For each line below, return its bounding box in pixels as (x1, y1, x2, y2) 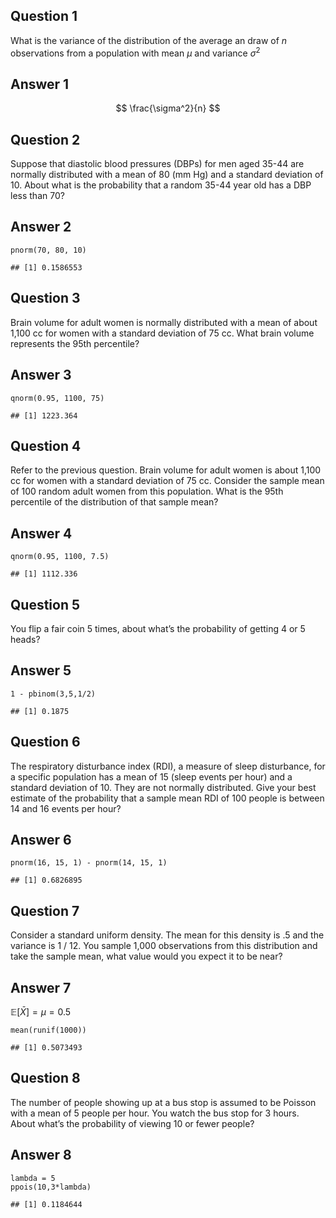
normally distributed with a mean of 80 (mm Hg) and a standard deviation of (10, 169, 324, 181)
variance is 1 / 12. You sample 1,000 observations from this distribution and (10, 940, 318, 952)
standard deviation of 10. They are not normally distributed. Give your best (10, 781, 317, 793)
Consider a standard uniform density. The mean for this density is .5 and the (10, 929, 325, 941)
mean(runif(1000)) (10, 1025, 87, 1036)
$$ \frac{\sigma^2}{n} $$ (115, 102, 221, 114)
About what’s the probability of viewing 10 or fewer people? (10, 1117, 255, 1129)
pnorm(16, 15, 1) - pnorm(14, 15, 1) (10, 858, 168, 868)
